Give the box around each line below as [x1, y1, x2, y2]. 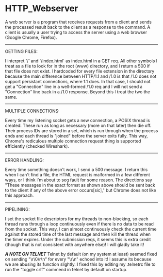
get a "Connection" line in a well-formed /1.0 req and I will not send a [5, 84, 143, 89]
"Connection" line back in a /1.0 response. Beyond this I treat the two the [5, 88, 150, 95]
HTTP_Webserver [5, 3, 79, 14]
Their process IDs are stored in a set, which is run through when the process [5, 127, 158, 134]
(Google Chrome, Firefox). [5, 35, 57, 40]
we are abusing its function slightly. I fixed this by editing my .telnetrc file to [5, 261, 156, 267]
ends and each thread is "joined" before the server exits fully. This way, [5, 133, 148, 138]
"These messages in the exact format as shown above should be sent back [5, 182, 155, 188]
